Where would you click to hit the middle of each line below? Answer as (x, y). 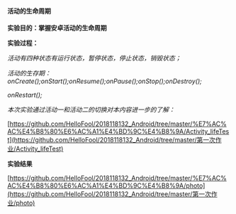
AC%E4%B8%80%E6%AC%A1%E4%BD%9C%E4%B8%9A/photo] (106, 186)
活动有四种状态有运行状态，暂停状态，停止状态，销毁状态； (94, 58)
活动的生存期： (29, 73)
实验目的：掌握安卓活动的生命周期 (57, 28)
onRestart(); (25, 95)
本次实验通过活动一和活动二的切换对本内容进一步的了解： (91, 109)
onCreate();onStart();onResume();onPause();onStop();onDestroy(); (105, 81)
